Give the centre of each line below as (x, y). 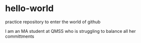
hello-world (30, 8)
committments (20, 36)
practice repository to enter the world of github (53, 22)
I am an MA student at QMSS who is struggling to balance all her (70, 31)
